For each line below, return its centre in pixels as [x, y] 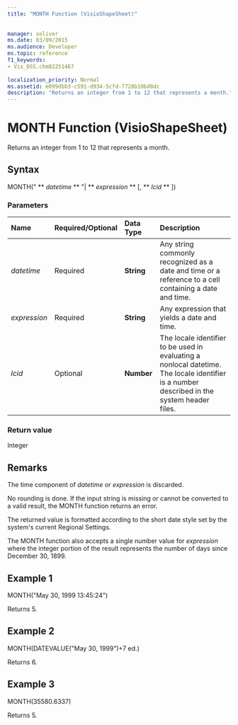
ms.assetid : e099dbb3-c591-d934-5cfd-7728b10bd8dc [84, 86]
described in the [187, 392]
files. [168, 409]
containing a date [189, 289]
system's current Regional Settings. [59, 527]
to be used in [181, 347]
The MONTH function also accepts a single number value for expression [113, 541]
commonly [177, 253]
